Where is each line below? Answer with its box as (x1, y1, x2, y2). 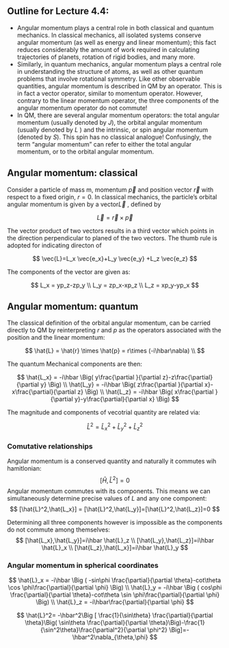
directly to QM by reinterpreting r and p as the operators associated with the (7, 326, 221, 334)
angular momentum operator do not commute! (16, 103, 148, 112)
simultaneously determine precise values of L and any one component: (7, 494, 207, 502)
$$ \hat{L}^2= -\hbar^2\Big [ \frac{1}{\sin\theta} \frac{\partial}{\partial (16, 611, 213, 619)
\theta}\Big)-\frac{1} (149, 619, 205, 627)
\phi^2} (147, 626, 167, 634)
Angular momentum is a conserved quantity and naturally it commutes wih (7, 457, 217, 465)
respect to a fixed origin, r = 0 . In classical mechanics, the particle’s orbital (7, 192, 217, 201)
